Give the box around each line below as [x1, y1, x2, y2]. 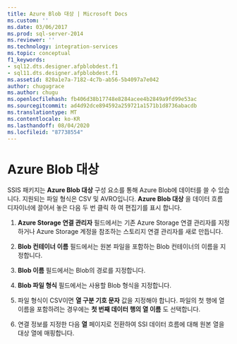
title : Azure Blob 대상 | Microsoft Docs [7, 10, 128, 18]
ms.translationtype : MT [7, 109, 78, 116]
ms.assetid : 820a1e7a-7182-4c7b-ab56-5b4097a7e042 [7, 76, 159, 83]
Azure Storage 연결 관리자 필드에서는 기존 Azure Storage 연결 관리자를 [17, 218, 217, 227]
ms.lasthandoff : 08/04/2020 [7, 121, 90, 129]
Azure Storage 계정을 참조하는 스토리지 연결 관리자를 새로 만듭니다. [36, 227, 224, 236]
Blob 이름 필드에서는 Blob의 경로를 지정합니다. [17, 266, 146, 275]
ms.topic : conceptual [7, 50, 71, 57]
